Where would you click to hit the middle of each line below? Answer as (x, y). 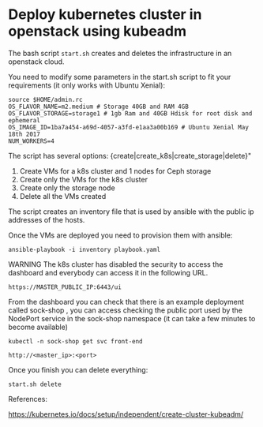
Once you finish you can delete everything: (78, 369)
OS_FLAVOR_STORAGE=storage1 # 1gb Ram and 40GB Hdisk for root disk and (130, 113)
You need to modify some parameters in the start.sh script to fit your (120, 77)
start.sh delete (35, 384)
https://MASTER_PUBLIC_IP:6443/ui (65, 287)
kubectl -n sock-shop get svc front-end (76, 341)
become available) (38, 327)
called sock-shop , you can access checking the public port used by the (126, 310)
